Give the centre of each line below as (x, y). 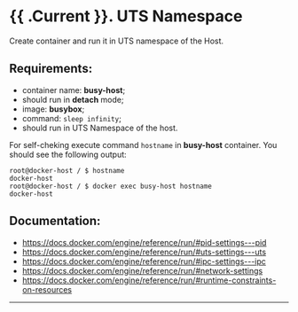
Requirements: (51, 69)
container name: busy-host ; (74, 90)
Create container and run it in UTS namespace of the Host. (117, 41)
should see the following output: (68, 154)
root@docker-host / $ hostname (67, 170)
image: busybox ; (53, 109)
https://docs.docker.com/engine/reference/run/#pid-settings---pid (144, 242)
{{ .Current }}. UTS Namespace (126, 16)
